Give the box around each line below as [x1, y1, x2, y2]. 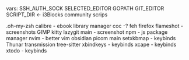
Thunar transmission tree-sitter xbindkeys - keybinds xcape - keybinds [6, 41, 177, 48]
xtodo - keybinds [6, 47, 47, 54]
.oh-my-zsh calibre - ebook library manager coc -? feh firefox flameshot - [6, 23, 184, 29]
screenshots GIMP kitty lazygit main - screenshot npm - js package [6, 29, 168, 36]
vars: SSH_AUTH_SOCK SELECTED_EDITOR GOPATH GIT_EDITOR [6, 5, 164, 12]
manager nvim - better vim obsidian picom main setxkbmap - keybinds [6, 35, 176, 41]
